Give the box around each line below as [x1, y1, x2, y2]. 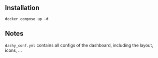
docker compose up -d [5, 16, 49, 21]
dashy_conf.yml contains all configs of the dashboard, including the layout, [5, 42, 154, 48]
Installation [5, 4, 40, 12]
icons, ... [5, 47, 22, 53]
